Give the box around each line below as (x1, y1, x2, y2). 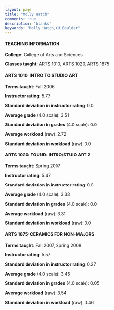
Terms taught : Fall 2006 (5, 83, 55, 89)
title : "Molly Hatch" (5, 12, 50, 17)
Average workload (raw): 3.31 (5, 210, 66, 217)
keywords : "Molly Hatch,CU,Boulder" (5, 26, 80, 31)
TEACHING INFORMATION (5, 40, 60, 47)
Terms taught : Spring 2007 (5, 163, 61, 169)
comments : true (5, 16, 36, 21)
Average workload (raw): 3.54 (5, 290, 67, 296)
